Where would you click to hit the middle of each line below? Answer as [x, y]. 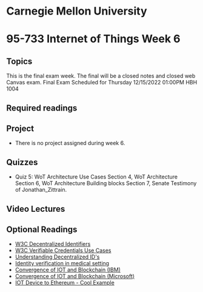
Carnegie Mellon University [77, 11]
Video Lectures [36, 209]
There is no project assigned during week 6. [70, 143]
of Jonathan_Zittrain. [41, 190]
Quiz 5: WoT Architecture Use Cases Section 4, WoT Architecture [96, 177]
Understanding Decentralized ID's [57, 257]
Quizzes [22, 162]
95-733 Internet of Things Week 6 [93, 39]
